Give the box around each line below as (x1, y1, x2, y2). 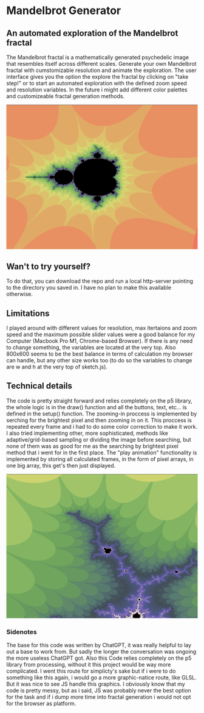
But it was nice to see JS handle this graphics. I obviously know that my (6, 681, 185, 688)
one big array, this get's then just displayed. (6, 462, 116, 469)
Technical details (6, 381, 73, 391)
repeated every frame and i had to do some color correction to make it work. (6, 423, 198, 430)
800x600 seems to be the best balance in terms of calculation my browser (6, 350, 193, 357)
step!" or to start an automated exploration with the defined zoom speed (6, 80, 187, 87)
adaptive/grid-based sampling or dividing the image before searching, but (6, 435, 191, 443)
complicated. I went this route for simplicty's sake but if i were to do (6, 667, 176, 675)
